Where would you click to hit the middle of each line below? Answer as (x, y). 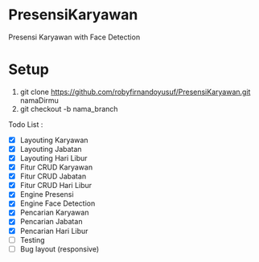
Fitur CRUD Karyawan (56, 167)
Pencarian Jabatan (51, 222)
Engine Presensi (47, 194)
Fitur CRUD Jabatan (53, 176)
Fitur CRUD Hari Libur (56, 186)
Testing (33, 239)
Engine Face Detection (58, 203)
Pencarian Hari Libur (54, 231)
